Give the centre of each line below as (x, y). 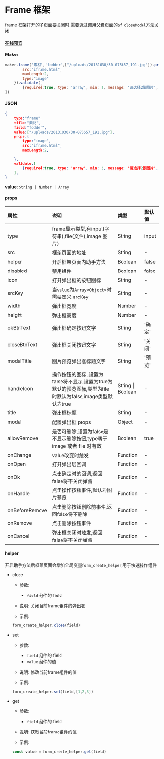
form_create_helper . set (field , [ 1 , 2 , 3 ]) (53, 692)
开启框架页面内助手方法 (79, 262)
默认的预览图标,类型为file (81, 389)
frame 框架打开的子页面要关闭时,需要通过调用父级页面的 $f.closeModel (76, 25)
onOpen (17, 464)
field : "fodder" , (31, 127)
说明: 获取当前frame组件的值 (48, 732)
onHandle (19, 493)
